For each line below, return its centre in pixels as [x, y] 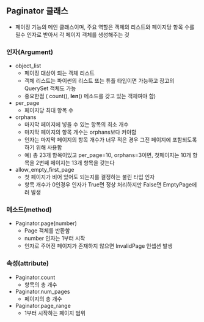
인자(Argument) [30, 52]
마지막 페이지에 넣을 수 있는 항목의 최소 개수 [76, 125]
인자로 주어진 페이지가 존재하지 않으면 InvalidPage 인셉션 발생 [98, 246]
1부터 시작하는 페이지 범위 [55, 313]
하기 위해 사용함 [43, 148]
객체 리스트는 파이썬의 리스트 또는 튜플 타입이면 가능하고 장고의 [99, 81]
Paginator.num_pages [42, 291]
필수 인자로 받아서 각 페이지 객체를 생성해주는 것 [72, 34]
